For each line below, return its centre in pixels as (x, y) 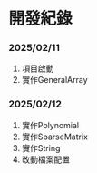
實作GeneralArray (54, 80)
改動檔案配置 (45, 159)
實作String (41, 148)
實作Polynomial (50, 125)
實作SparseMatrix (54, 137)
